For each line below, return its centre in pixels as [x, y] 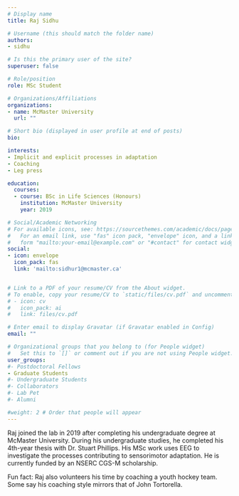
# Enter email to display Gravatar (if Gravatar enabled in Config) [111, 327]
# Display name [30, 14]
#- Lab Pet [23, 393]
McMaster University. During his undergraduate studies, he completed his [116, 440]
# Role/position [31, 79]
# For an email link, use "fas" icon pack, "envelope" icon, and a [113, 236]
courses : [27, 190]
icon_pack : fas [36, 263]
